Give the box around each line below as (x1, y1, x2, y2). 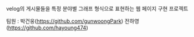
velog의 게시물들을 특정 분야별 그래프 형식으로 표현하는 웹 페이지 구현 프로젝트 (6, 5, 189, 12)
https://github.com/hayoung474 (8, 24, 87, 31)
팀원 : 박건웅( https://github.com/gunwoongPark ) (6, 18, 124, 25)
